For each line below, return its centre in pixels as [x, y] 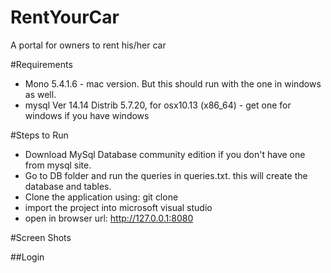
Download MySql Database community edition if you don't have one [165, 154]
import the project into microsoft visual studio [118, 207]
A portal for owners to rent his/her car [88, 45]
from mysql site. [58, 165]
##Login [27, 257]
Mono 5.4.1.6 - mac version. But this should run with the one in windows [173, 83]
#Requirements [41, 64]
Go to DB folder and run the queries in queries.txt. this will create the [166, 175]
